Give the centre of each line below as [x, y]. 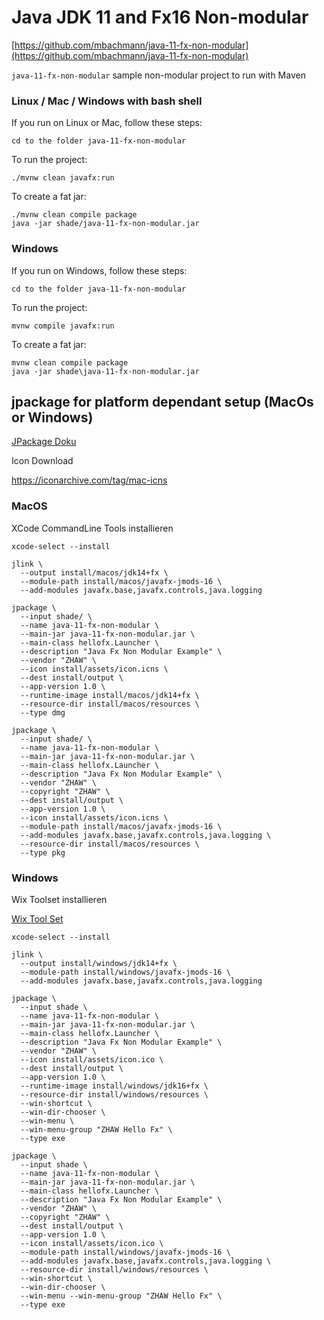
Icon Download [42, 461]
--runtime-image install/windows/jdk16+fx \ [114, 1086]
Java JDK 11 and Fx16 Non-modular [160, 17]
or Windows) [52, 417]
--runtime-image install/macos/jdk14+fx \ [110, 695]
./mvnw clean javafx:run [63, 178]
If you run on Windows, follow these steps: [99, 270]
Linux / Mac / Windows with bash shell [107, 101]
